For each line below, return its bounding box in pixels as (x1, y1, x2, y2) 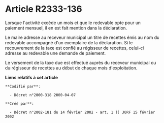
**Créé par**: (5, 101, 34, 106)
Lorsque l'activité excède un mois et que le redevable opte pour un (5, 20, 141, 26)
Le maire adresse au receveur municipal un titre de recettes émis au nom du (5, 34, 160, 40)
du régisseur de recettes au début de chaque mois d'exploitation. (5, 65, 138, 71)
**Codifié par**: (5, 84, 41, 89)
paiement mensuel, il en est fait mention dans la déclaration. (5, 25, 127, 31)
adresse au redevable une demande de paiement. (5, 50, 106, 56)
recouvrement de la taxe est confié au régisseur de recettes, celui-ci (5, 45, 144, 51)
